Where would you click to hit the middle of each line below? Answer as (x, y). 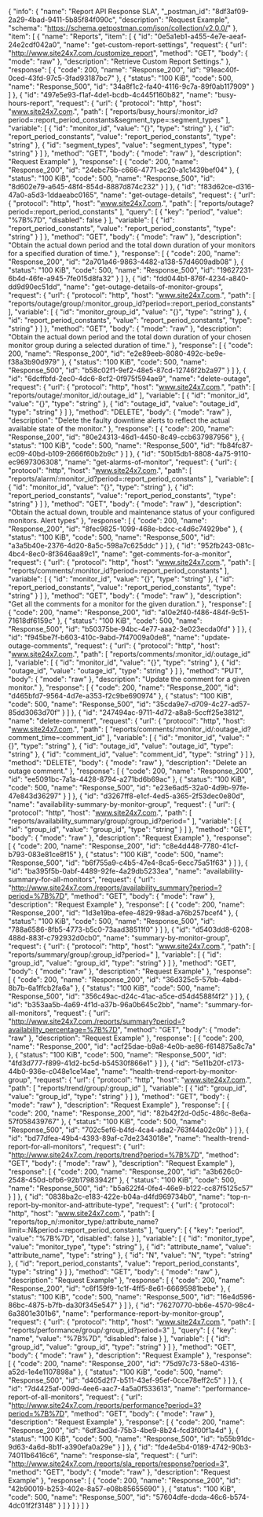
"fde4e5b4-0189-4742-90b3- (203, 1447)
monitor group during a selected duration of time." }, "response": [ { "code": (131, 345)
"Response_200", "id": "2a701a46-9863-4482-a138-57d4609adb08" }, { (126, 262)
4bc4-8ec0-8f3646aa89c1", (54, 554)
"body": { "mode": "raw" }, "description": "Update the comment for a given (129, 679)
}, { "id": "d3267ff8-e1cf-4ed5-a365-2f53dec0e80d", (158, 796)
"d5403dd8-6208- (223, 929)
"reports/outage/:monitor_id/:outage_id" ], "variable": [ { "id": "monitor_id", (129, 395)
